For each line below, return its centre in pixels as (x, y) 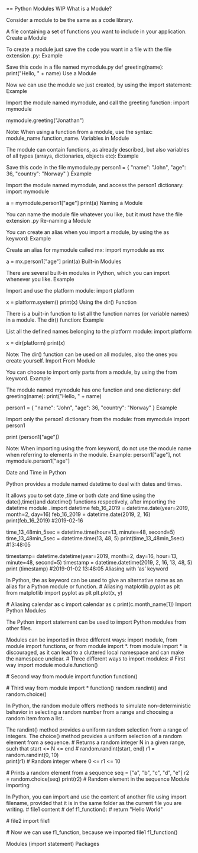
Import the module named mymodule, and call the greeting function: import (98, 102)
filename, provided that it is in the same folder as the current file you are (94, 803)
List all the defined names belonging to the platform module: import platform (99, 331)
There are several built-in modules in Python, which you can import (88, 273)
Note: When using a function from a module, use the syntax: (79, 132)
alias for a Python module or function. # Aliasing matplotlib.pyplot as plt (93, 586)
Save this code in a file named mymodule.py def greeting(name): (85, 67)
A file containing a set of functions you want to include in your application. (97, 31)
